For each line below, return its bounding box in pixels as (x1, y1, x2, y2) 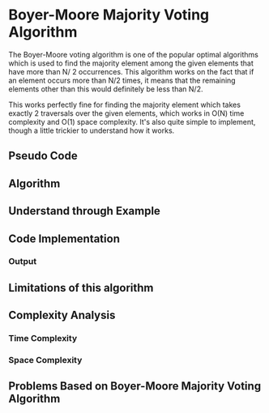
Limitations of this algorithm (8, 281, 154, 295)
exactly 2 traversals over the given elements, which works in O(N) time (8, 108, 245, 118)
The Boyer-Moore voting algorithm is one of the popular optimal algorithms (8, 49, 259, 59)
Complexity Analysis (8, 309, 116, 322)
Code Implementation (8, 232, 120, 245)
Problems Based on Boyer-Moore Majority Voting (8, 379, 262, 394)
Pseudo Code (8, 149, 79, 163)
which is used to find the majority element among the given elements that (8, 58, 254, 68)
